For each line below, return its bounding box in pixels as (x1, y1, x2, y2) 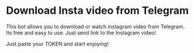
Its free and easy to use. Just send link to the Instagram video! (6, 29, 156, 36)
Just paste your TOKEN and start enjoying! (6, 40, 109, 47)
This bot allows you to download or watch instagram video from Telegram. (6, 23, 185, 30)
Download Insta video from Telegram (6, 4, 189, 17)
